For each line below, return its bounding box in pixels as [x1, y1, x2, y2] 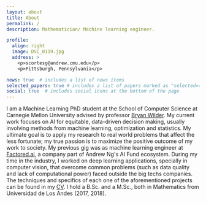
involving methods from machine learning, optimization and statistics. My [6, 124, 191, 132]
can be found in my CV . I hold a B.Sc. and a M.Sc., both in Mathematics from [6, 183, 199, 191]
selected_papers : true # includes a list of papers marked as [6, 82, 169, 89]
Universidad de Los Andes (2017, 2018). [6, 190, 107, 197]
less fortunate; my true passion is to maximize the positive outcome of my [6, 137, 193, 145]
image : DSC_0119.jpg [12, 48, 64, 55]
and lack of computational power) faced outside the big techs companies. [6, 170, 193, 178]
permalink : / [6, 20, 40, 26]
